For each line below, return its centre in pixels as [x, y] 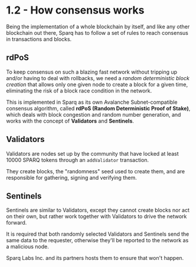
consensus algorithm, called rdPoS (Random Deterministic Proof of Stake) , [98, 108]
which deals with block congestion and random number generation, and [94, 114]
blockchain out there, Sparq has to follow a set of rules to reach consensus [97, 32]
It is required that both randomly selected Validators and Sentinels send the [98, 234]
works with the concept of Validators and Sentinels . [70, 121]
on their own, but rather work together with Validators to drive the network [97, 216]
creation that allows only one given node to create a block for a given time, [97, 84]
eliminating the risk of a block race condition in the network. [79, 90]
